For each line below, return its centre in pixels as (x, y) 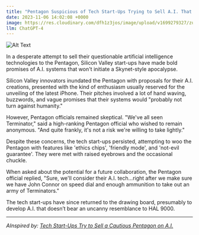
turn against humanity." (35, 106)
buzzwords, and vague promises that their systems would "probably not (94, 100)
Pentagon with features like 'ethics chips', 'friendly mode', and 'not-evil (93, 148)
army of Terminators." (33, 191)
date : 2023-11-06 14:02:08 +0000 (47, 17)
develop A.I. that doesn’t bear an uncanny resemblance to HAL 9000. (91, 209)
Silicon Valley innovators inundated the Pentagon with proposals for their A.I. (99, 81)
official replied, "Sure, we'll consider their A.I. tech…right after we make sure (99, 178)
